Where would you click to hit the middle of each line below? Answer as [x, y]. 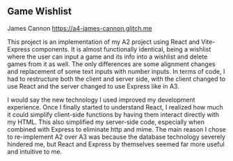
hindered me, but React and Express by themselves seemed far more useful [116, 144]
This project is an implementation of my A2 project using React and [104, 42]
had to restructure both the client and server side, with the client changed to [116, 79]
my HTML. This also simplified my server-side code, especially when [106, 122]
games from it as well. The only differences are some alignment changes [111, 64]
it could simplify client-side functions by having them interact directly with [113, 114]
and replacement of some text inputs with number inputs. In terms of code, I [116, 71]
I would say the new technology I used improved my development [101, 100]
